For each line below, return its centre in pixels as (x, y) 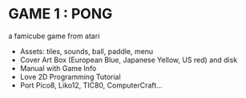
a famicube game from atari (54, 36)
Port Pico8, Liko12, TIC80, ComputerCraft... (91, 85)
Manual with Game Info (58, 68)
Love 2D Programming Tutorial (71, 76)
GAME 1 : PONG (60, 14)
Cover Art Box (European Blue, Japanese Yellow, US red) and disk (129, 60)
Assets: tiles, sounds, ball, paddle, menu (87, 51)
